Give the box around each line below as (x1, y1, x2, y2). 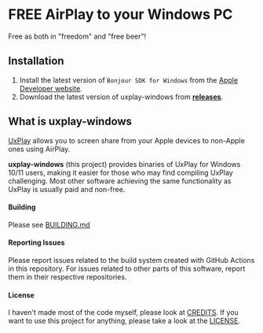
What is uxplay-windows (8, 115, 132, 128)
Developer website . (19, 83, 82, 93)
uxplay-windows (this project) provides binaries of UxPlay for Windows (8, 159, 241, 168)
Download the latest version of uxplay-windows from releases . (19, 92, 224, 102)
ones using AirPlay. (8, 144, 71, 154)
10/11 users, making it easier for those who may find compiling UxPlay (8, 168, 233, 177)
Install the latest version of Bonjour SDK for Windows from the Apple (19, 75, 238, 84)
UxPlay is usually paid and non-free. (8, 184, 126, 194)
